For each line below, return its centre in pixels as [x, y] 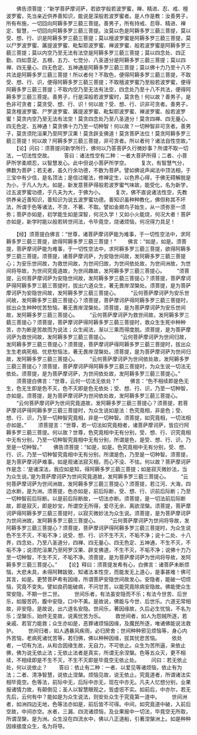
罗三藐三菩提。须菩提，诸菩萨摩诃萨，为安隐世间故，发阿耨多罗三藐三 [91, 256]
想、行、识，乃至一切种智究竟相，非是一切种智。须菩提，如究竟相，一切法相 [98, 418]
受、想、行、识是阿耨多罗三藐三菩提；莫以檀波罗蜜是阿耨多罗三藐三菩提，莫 [98, 38]
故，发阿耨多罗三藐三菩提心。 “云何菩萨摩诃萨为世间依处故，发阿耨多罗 [98, 359]
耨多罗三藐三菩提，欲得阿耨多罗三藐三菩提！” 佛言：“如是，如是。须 [94, 241]
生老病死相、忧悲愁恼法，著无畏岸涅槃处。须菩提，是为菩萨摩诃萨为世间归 [101, 352]
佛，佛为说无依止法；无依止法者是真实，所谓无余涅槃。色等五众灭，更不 [93, 653]
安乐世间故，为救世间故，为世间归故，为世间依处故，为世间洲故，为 [103, 264]
